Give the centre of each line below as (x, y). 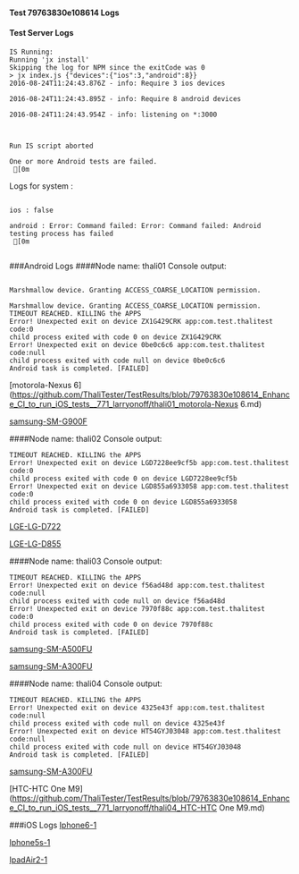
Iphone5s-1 (30, 842)
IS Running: (31, 52)
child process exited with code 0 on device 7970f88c (112, 624)
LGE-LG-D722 (35, 526)
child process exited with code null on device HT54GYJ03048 (125, 747)
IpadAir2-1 (28, 860)
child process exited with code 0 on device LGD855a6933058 (124, 502)
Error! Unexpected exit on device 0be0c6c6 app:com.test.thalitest (137, 344)
